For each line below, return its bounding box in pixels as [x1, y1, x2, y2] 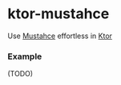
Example [7, 51, 42, 62]
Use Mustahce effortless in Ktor [7, 31, 113, 41]
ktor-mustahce [7, 5, 110, 23]
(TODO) [7, 69, 34, 79]
